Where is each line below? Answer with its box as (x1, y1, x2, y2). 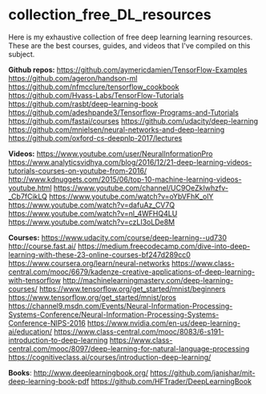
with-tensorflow (8, 275, 62, 285)
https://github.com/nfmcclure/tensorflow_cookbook (8, 82, 179, 92)
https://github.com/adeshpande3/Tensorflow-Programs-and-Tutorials (8, 107, 239, 117)
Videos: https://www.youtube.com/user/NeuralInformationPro (8, 149, 213, 158)
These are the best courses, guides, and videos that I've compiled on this (8, 40, 251, 50)
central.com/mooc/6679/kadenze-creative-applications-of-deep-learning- (8, 267, 256, 277)
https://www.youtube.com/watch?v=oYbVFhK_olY (49, 191, 214, 201)
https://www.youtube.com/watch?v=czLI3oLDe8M (8, 217, 175, 227)
